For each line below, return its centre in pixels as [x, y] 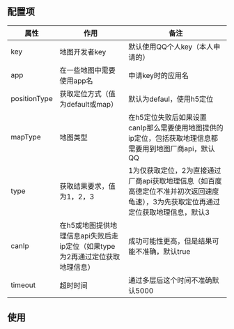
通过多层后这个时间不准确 [170, 280]
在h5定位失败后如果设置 [167, 117]
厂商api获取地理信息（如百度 [175, 181]
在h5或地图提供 [85, 225]
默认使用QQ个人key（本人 [171, 47]
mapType [26, 137]
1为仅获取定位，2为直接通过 [175, 170]
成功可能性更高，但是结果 [170, 240]
